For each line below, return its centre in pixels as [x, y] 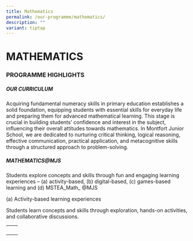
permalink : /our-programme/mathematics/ [56, 17]
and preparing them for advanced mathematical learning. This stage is [90, 116]
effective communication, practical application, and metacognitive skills [92, 141]
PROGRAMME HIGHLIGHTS [45, 75]
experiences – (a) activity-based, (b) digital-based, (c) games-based [88, 181]
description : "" [26, 22]
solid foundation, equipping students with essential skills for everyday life [94, 110]
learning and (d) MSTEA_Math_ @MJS [52, 188]
